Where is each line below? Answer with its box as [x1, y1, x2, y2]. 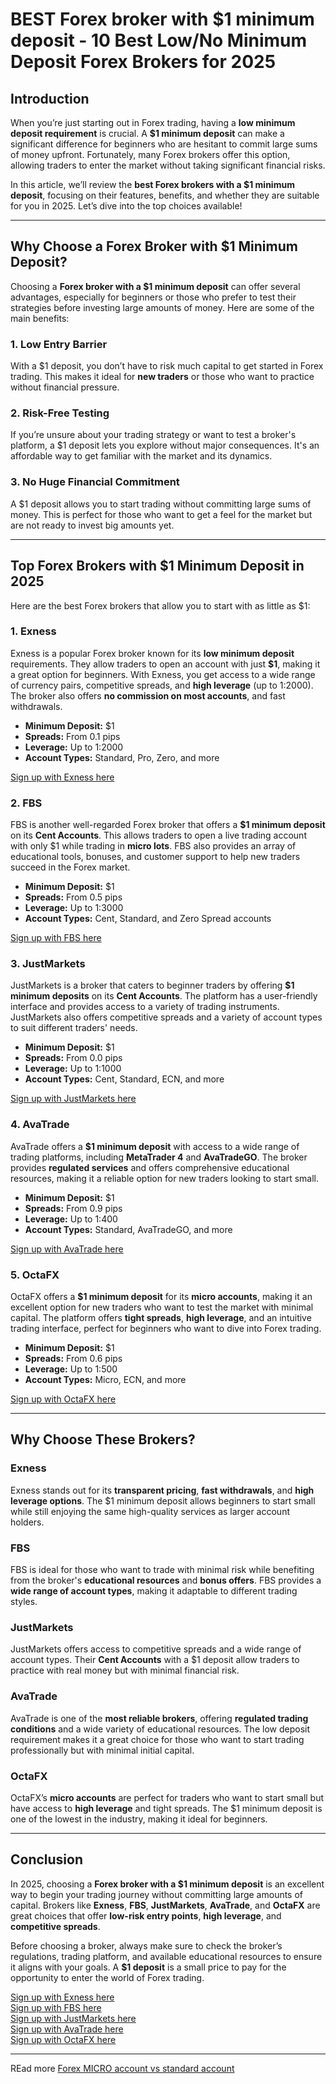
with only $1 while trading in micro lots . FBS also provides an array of [10, 840, 297, 852]
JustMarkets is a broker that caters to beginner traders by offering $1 [10, 979, 295, 992]
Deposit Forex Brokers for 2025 [10, 51, 277, 73]
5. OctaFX [10, 1268, 60, 1282]
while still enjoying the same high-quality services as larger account [10, 1505, 290, 1517]
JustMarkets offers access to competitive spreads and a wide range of [10, 1643, 302, 1655]
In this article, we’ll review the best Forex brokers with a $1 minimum [10, 179, 295, 190]
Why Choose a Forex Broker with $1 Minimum [10, 238, 298, 255]
